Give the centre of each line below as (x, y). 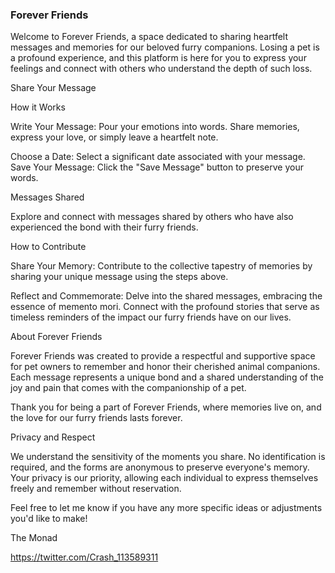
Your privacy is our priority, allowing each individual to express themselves (164, 478)
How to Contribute (48, 247)
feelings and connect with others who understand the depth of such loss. (161, 69)
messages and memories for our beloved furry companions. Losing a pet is (165, 47)
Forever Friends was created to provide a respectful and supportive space (163, 356)
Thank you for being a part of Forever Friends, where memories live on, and (166, 407)
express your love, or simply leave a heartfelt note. (114, 137)
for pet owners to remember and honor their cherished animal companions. (165, 367)
